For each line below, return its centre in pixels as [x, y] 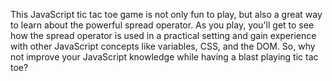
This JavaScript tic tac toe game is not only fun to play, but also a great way [166, 14]
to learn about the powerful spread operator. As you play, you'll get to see [162, 25]
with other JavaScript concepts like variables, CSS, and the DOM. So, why [163, 46]
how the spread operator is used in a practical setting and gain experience [163, 35]
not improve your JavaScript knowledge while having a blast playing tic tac [164, 57]
